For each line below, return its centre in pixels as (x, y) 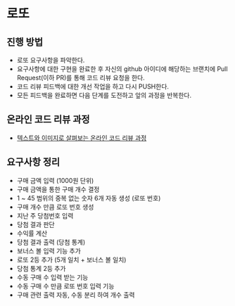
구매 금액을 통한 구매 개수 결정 (58, 189)
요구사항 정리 (33, 162)
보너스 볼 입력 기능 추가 (49, 250)
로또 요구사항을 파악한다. (51, 60)
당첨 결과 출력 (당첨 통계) (51, 242)
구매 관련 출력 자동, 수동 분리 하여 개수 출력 (76, 295)
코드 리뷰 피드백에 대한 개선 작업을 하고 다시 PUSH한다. (93, 87)
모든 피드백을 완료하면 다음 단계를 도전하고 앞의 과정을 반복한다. (104, 95)
